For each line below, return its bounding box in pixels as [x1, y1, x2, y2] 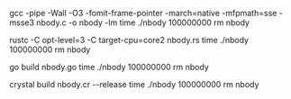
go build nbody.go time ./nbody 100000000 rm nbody [9, 62, 209, 72]
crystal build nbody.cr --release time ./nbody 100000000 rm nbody [9, 79, 259, 89]
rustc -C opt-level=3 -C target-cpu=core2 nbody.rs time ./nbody [9, 35, 250, 45]
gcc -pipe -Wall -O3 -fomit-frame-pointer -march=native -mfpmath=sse [9, 8, 277, 18]
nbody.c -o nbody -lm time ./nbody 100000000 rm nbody [35, 17, 250, 28]
